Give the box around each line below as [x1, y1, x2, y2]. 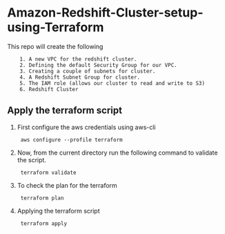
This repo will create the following [7, 42, 104, 50]
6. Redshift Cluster [19, 86, 79, 92]
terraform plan [20, 195, 64, 202]
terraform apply [20, 220, 68, 227]
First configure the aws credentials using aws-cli [17, 123, 157, 131]
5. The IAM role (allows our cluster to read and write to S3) [19, 79, 206, 87]
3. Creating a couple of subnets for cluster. [19, 68, 156, 75]
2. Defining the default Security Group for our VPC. [19, 61, 177, 68]
